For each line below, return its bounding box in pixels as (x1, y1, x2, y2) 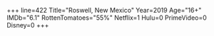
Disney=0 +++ (6, 21, 49, 29)
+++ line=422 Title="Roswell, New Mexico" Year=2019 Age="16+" (6, 6, 202, 14)
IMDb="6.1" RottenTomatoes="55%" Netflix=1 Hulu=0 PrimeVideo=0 (6, 13, 208, 22)
